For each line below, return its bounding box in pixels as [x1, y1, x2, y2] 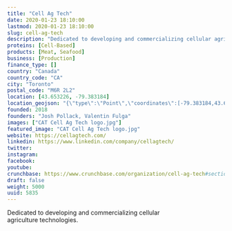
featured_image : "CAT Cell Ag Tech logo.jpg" [7, 125, 140, 132]
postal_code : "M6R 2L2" [7, 87, 76, 94]
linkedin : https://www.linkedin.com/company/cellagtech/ [7, 139, 175, 145]
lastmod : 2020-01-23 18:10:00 [7, 23, 95, 30]
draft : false [7, 177, 45, 183]
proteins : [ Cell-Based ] [7, 42, 76, 49]
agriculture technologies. [7, 216, 79, 224]
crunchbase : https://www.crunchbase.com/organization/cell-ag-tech [7, 170, 206, 177]
